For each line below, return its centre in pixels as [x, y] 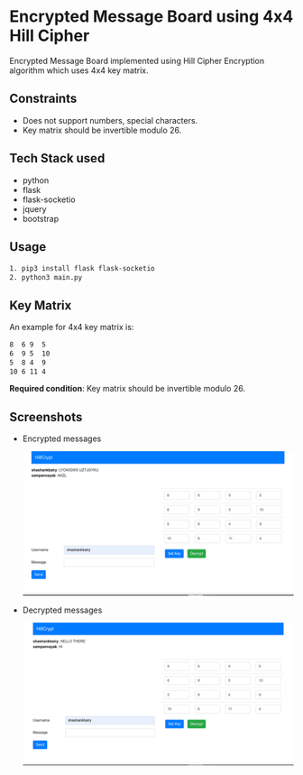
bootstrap [41, 218]
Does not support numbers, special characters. [110, 120]
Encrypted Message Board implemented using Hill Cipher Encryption [137, 60]
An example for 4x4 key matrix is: [72, 328]
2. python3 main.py [46, 278]
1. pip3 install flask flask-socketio [82, 269]
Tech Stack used [57, 158]
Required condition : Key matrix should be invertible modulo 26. [128, 389]
